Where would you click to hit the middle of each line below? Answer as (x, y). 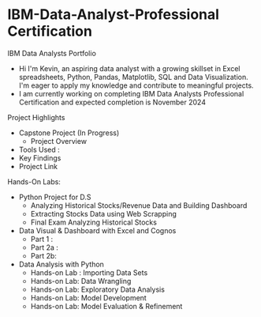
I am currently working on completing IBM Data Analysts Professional (131, 93)
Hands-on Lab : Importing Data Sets (89, 272)
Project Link (38, 166)
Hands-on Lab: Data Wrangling (81, 281)
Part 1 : (42, 239)
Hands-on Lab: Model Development (88, 297)
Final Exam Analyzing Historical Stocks (93, 222)
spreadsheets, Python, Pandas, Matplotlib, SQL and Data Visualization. (134, 77)
